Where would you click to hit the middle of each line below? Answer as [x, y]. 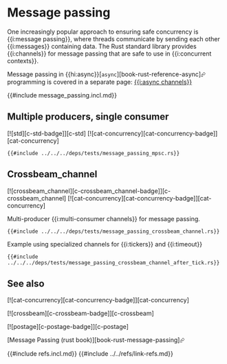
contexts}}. [23, 60]
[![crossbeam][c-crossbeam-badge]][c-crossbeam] [81, 313]
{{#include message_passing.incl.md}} [62, 95]
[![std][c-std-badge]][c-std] [46, 133]
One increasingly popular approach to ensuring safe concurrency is [103, 32]
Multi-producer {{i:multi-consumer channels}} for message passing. [104, 218]
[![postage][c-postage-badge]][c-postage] [68, 327]
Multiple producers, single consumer [88, 117]
